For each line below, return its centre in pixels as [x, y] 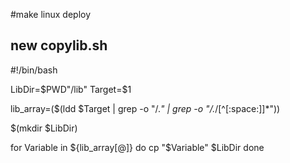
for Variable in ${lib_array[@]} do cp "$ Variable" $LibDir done [137, 147]
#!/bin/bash [34, 70]
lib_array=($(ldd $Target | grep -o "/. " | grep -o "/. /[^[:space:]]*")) [145, 108]
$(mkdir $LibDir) [44, 128]
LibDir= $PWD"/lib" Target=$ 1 [71, 89]
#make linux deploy [51, 14]
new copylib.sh [59, 45]
